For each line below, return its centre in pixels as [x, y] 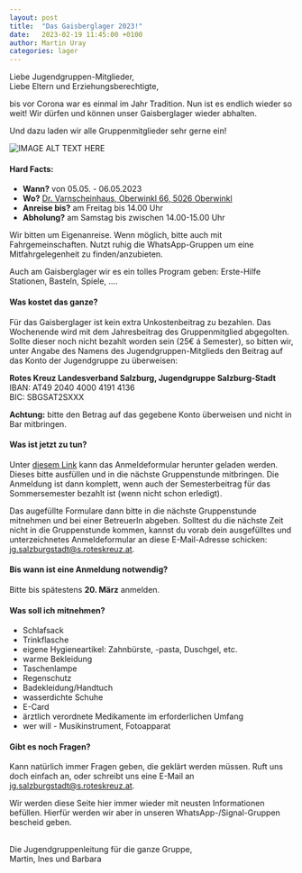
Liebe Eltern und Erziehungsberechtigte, [84, 86]
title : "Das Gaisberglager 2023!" [76, 26]
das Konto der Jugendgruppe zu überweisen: [94, 360]
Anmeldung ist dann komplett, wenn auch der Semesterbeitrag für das [140, 484]
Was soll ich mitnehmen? [57, 610]
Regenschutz [47, 678]
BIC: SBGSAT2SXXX [47, 396]
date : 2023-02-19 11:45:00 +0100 [76, 34]
